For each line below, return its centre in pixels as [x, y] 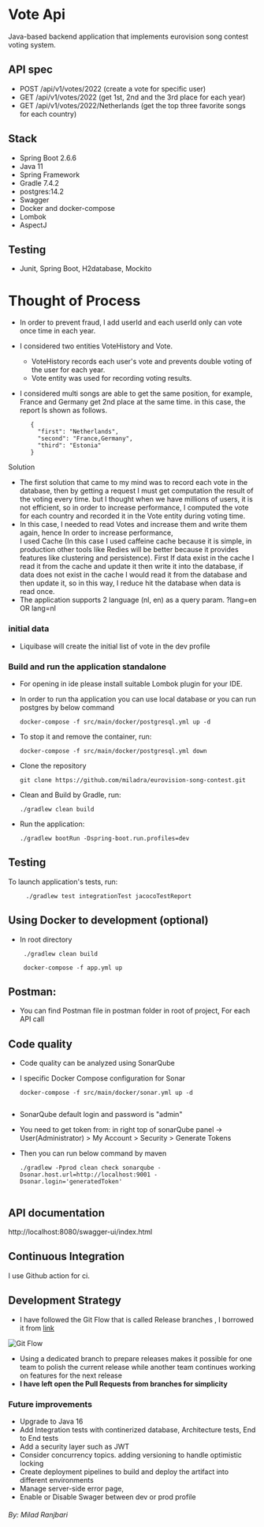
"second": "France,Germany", [85, 439]
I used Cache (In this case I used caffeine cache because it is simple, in [136, 541]
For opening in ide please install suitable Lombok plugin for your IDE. [131, 683]
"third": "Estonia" [69, 446]
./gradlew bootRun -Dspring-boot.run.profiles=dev [104, 838]
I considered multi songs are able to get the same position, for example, [136, 393]
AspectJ [33, 225]
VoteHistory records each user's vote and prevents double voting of [141, 362]
